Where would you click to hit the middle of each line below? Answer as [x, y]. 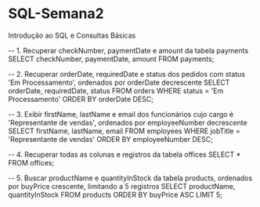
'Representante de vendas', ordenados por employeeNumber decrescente [128, 122]
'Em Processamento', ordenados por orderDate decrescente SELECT [119, 82]
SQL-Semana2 [56, 14]
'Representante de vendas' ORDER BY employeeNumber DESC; [110, 139]
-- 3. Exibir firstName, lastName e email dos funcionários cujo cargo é [121, 114]
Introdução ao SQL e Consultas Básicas [72, 35]
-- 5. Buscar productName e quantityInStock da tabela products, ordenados [130, 178]
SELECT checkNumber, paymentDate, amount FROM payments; [111, 59]
